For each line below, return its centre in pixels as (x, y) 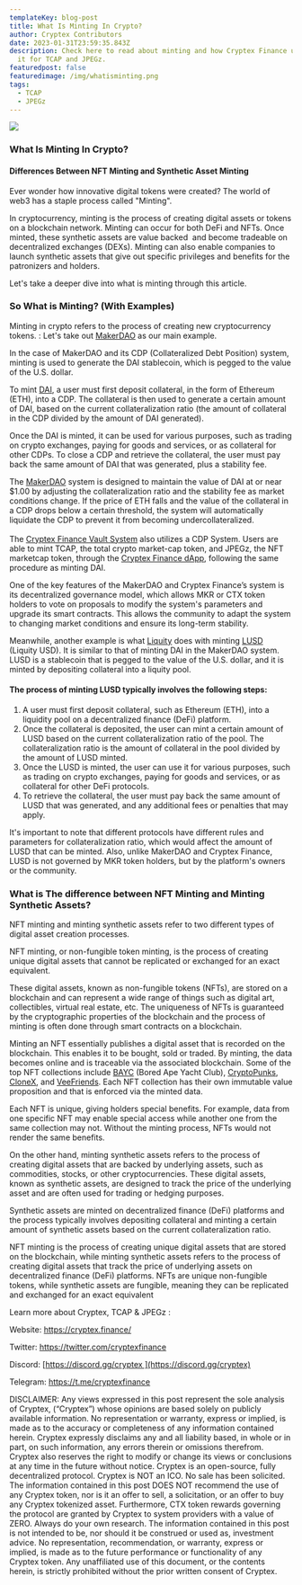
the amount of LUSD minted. (75, 757)
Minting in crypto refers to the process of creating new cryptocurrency (140, 325)
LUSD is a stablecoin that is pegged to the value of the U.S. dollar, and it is (147, 659)
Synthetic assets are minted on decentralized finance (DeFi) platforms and (147, 1211)
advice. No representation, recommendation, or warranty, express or (136, 1543)
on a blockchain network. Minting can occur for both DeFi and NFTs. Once (147, 227)
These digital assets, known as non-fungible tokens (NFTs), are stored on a (149, 988)
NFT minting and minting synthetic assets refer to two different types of (142, 925)
